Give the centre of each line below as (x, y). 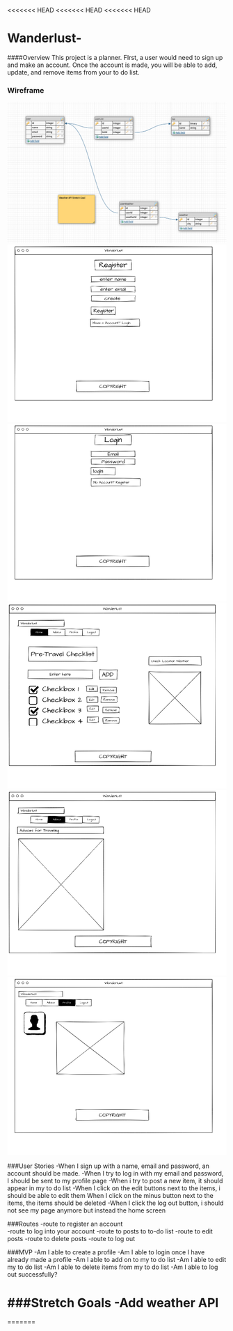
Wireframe (26, 90)
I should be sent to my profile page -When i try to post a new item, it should (115, 1181)
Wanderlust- (45, 38)
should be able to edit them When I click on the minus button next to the (110, 1196)
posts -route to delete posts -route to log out (71, 1239)
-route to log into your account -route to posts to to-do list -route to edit (110, 1231)
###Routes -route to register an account (65, 1224)
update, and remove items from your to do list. (74, 72)
